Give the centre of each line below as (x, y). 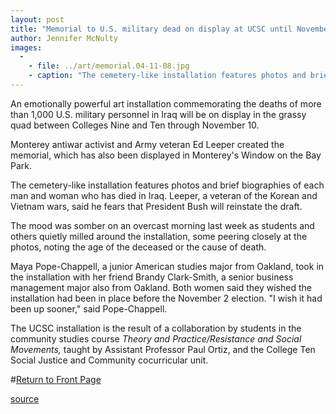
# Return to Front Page (56, 379)
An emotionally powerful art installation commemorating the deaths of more (166, 103)
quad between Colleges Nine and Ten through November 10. (135, 125)
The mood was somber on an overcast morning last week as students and (162, 225)
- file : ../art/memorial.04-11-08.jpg (109, 66)
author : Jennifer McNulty (64, 38)
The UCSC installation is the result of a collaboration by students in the (156, 328)
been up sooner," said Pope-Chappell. (89, 308)
